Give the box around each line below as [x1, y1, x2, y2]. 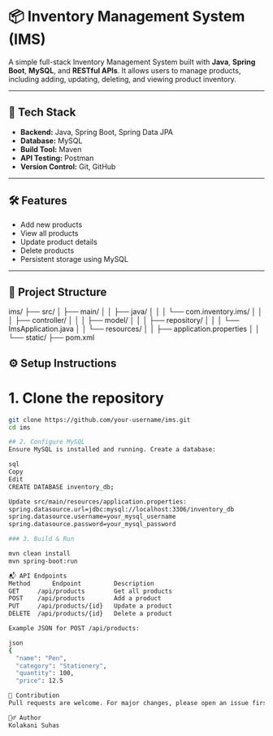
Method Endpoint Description [8, 579, 154, 587]
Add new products [19, 220, 83, 229]
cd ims [8, 423, 31, 432]
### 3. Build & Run [8, 535, 75, 543]
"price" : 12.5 [15, 677, 63, 685]
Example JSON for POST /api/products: [8, 625, 140, 633]
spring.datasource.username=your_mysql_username [8, 512, 176, 521]
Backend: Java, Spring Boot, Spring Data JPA [19, 127, 173, 137]
